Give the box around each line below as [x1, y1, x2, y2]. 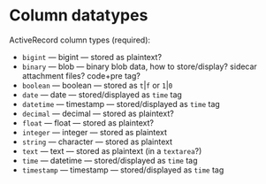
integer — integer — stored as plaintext [21, 126, 168, 137]
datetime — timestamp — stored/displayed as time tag [21, 98, 221, 109]
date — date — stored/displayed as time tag [21, 89, 183, 100]
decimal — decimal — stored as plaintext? [21, 108, 174, 119]
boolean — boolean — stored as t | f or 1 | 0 [21, 80, 173, 90]
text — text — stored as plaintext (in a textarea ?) [21, 145, 202, 156]
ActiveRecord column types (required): [9, 34, 151, 45]
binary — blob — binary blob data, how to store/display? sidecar [21, 61, 258, 72]
